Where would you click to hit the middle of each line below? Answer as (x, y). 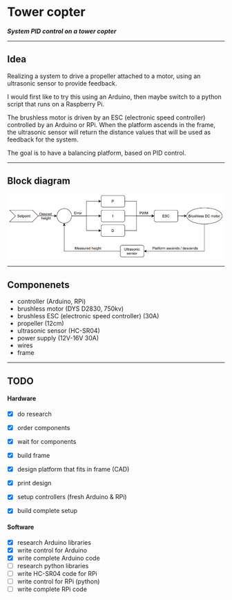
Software (21, 527)
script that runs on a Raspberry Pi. (56, 104)
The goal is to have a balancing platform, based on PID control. (97, 153)
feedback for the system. (43, 139)
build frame (33, 456)
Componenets (39, 285)
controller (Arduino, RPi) (51, 302)
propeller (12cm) (40, 323)
